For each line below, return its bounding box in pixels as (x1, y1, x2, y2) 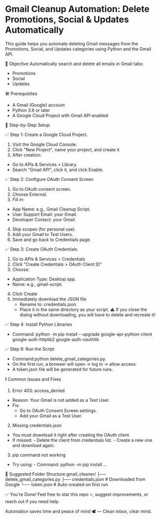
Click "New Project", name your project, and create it (12, 146, 120, 152)
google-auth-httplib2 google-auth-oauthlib (12, 336, 99, 342)
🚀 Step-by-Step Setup (5, 122, 50, 128)
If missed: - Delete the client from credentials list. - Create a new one (12, 437, 153, 443)
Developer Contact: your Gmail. (12, 216, 76, 222)
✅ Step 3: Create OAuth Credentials (5, 246, 78, 252)
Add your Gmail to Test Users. (12, 231, 73, 237)
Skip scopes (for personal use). (12, 226, 76, 232)
